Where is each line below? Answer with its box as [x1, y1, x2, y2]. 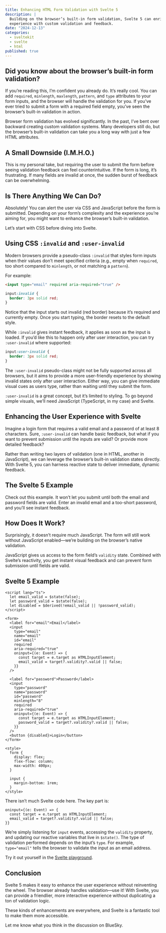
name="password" [14, 690, 48, 695]
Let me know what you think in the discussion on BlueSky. [5, 922, 124, 928]
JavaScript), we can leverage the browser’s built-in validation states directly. [5, 456, 161, 462]
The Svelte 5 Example [5, 481, 73, 490]
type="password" [14, 686, 48, 691]
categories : [5, 30, 30, 35]
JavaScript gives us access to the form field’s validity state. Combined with [5, 552, 161, 558]
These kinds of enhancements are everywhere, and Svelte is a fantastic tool [5, 907, 160, 913]
